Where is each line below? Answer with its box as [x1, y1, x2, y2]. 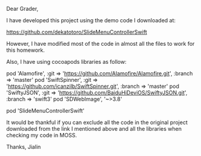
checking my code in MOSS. [6, 132, 77, 139]
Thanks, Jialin [6, 143, 41, 150]
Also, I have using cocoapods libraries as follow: [6, 58, 127, 65]
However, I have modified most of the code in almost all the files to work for [6, 40, 195, 47]
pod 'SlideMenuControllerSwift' [6, 107, 85, 114]
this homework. [6, 46, 45, 54]
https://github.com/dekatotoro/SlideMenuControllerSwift [6, 28, 147, 36]
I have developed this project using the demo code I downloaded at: [6, 17, 176, 23]
